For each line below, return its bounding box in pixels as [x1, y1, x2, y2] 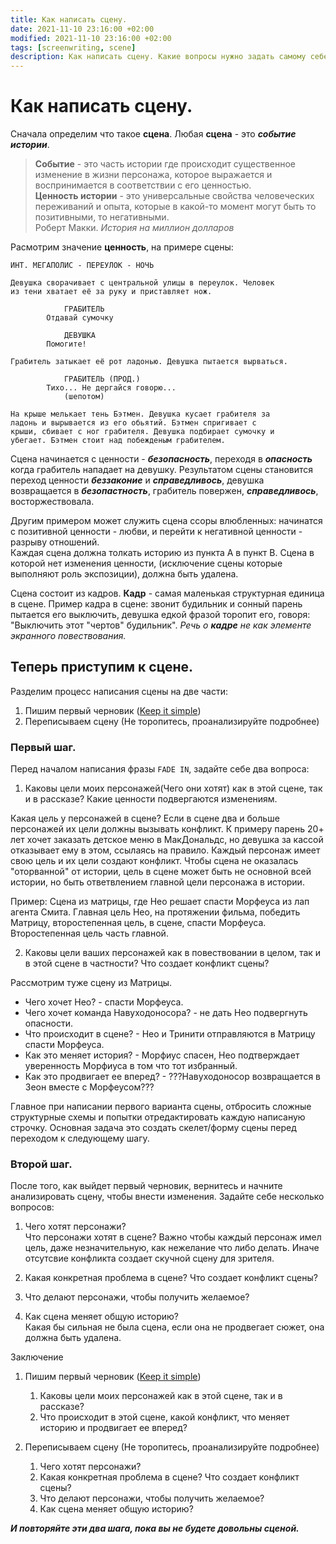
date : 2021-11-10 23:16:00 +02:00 [10, 24, 155, 34]
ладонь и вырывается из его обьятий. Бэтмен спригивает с [10, 418, 257, 428]
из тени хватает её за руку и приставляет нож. [10, 287, 213, 297]
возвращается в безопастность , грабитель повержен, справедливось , [10, 485, 319, 497]
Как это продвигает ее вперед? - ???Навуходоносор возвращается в [24, 1071, 322, 1083]
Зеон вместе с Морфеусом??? [24, 1081, 155, 1093]
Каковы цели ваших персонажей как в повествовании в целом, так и [24, 947, 322, 959]
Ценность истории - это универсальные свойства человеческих [34, 190, 315, 202]
